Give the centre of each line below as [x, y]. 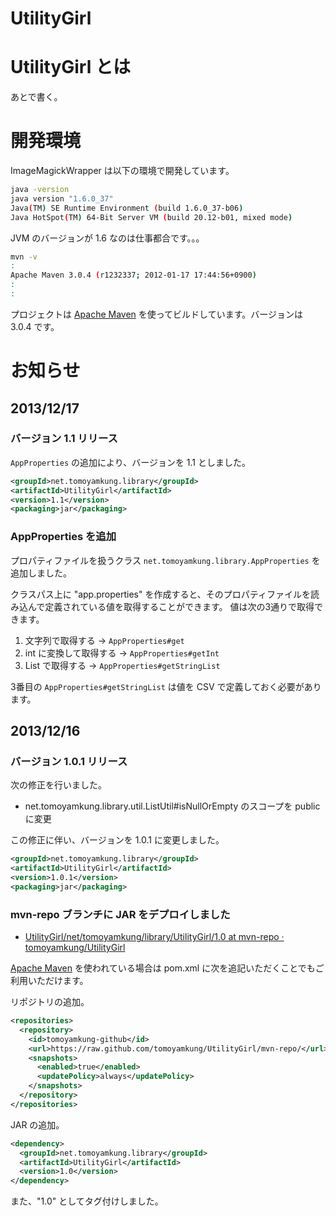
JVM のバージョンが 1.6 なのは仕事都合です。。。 [107, 238]
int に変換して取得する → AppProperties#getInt [122, 653]
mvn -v [24, 257]
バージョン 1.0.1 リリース [69, 761]
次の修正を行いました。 [58, 785]
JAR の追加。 [37, 1124]
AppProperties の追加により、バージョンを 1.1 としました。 [130, 462]
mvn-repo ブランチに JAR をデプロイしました [120, 914]
